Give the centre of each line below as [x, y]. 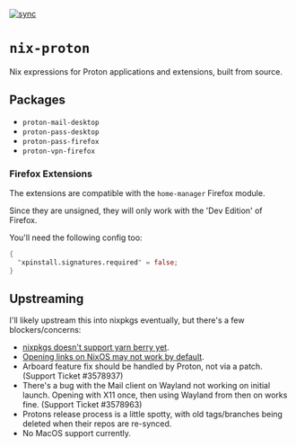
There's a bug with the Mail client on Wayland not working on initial [146, 386]
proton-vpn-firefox [59, 151]
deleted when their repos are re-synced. [97, 424]
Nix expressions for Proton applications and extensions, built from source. [146, 71]
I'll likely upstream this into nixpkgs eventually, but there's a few [127, 320]
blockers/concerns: [45, 330]
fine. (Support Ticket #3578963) [82, 405]
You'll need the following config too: [76, 237]
